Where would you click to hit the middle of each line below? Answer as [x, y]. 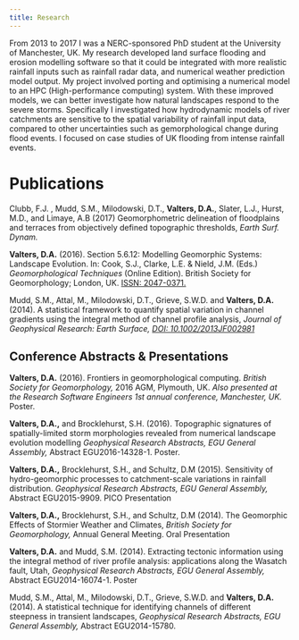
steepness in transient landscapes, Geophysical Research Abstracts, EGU [145, 617]
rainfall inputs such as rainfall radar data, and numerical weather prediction [147, 72]
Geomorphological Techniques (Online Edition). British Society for [130, 273]
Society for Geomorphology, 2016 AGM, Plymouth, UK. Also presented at [144, 387]
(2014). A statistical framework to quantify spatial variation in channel [137, 309]
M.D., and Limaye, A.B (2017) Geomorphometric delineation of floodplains [145, 218]
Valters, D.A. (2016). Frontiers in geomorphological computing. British [138, 378]
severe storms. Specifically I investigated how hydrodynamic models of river [149, 109]
